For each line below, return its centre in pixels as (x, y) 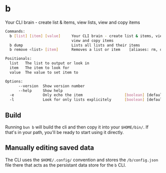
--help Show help (41, 90)
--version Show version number (51, 86)
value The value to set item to (44, 72)
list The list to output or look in (50, 63)
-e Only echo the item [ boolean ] (77, 95)
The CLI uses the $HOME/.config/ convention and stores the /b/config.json (82, 160)
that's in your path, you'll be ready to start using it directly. (64, 132)
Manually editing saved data (50, 148)
